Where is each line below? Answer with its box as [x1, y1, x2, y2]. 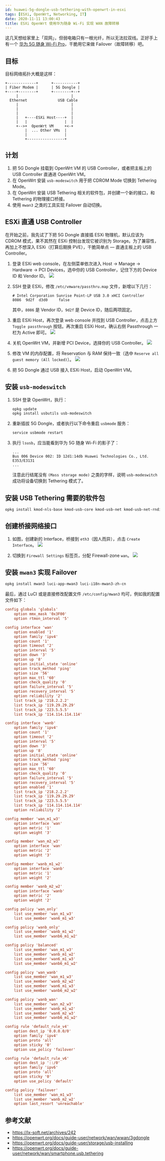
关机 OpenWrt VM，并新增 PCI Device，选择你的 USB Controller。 [12, 340, 146, 346]
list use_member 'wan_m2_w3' [14, 1001, 74, 1007]
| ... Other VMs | [25, 128, 67, 133]
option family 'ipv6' [14, 1065, 58, 1070]
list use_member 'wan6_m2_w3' [14, 1011, 76, 1016]
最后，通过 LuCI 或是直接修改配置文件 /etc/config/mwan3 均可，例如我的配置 [5, 591, 160, 597]
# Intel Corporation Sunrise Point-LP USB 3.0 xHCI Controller [12, 293, 145, 298]
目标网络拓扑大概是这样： [5, 71, 57, 77]
